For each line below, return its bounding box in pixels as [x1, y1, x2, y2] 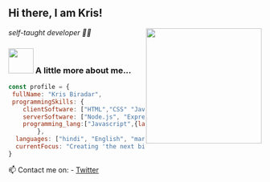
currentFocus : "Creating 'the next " [15, 143, 182, 151]
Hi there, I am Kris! [8, 6, 103, 20]
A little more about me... [35, 64, 132, 75]
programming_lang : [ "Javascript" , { [22, 120, 138, 128]
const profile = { [8, 83, 70, 91]
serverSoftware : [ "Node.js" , [22, 112, 121, 121]
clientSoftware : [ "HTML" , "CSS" [22, 105, 128, 113]
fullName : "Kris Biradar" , [11, 90, 103, 99]
